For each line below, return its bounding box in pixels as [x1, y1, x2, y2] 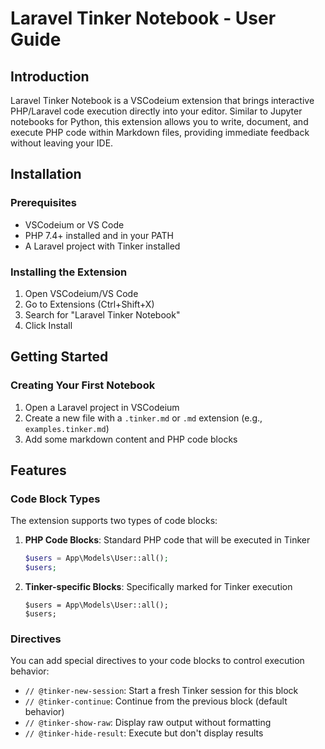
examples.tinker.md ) [24, 422, 110, 434]
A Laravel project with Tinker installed [24, 240, 181, 252]
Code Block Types [10, 492, 101, 506]
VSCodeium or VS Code [24, 218, 125, 231]
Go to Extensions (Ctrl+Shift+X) [24, 298, 155, 310]
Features [10, 462, 67, 479]
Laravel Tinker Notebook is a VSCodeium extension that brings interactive [10, 95, 315, 106]
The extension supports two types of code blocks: [10, 515, 218, 527]
